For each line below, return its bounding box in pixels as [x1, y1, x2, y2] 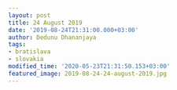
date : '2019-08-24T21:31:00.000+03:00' [8, 26, 139, 34]
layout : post [8, 11, 51, 20]
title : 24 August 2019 [8, 19, 83, 27]
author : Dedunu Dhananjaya [8, 33, 97, 41]
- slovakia [8, 56, 44, 63]
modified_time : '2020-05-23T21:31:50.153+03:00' [8, 63, 171, 70]
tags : [8, 41, 26, 49]
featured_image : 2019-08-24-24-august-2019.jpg [8, 70, 168, 77]
